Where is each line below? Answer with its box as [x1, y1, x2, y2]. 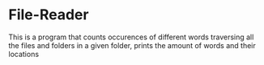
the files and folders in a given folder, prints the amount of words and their [8, 40, 257, 50]
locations [8, 49, 39, 59]
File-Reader [8, 6, 89, 24]
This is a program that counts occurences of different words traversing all [8, 32, 254, 42]
